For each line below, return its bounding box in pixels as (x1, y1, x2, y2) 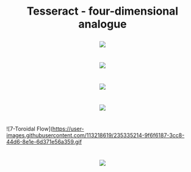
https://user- (52, 125, 84, 132)
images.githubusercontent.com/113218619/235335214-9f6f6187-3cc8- (6, 131, 185, 138)
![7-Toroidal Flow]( (6, 125, 53, 132)
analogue (78, 17, 127, 31)
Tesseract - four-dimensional (26, 4, 179, 18)
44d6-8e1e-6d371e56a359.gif (6, 138, 82, 145)
